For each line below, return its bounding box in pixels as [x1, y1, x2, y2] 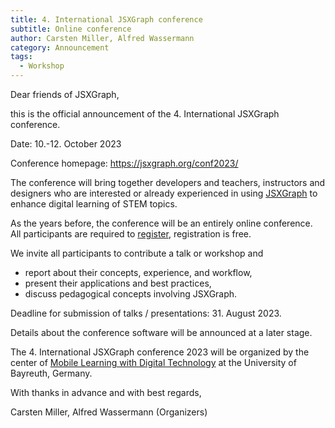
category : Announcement [10, 42, 110, 53]
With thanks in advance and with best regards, [10, 387, 202, 398]
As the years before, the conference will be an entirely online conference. [10, 217, 313, 229]
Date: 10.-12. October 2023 [10, 138, 122, 150]
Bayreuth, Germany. [10, 367, 93, 379]
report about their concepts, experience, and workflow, [24, 267, 253, 278]
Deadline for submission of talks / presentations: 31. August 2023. [10, 307, 282, 319]
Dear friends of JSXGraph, [10, 89, 120, 100]
